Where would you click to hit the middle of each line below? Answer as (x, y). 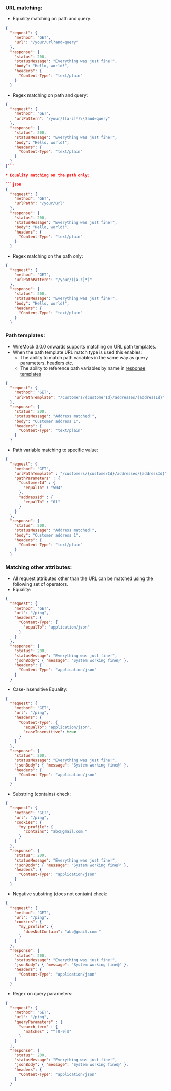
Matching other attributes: (39, 567)
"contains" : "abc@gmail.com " (55, 832)
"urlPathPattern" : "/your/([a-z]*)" (53, 280)
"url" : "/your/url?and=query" (47, 42)
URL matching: (24, 8)
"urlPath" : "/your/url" (40, 203)
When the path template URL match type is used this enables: (77, 352)
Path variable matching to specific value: (55, 450)
